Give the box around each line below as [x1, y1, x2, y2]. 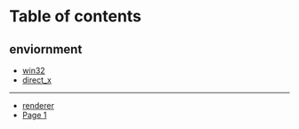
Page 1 [21, 109, 47, 120]
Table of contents [9, 6, 142, 27]
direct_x [21, 75, 52, 85]
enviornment [9, 42, 83, 57]
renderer [21, 101, 55, 110]
